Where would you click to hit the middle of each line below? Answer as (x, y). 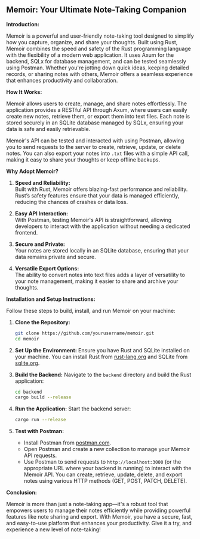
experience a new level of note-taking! (53, 529)
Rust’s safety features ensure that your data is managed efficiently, (97, 195)
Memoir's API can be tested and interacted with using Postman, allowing (95, 141)
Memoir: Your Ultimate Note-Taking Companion (96, 10)
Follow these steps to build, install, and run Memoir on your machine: (91, 310)
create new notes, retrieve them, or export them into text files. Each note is (98, 116)
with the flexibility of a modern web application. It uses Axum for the (90, 55)
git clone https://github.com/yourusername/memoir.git (84, 333)
